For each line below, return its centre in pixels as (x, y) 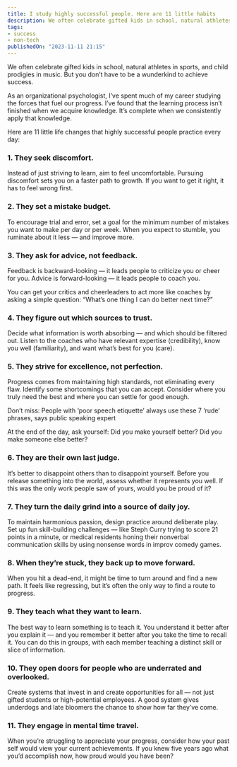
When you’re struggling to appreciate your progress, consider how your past (119, 741)
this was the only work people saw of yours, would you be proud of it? (109, 488)
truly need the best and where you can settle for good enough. (98, 397)
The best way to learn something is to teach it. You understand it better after (118, 627)
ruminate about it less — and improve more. (71, 237)
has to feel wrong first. (40, 188)
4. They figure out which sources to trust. (80, 318)
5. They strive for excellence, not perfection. (85, 367)
